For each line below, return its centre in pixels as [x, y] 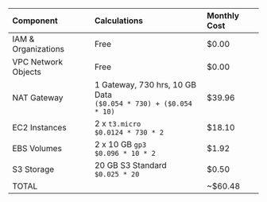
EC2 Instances [39, 128]
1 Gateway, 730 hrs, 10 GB [145, 85]
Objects [27, 72]
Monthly [223, 16]
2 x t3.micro [118, 124]
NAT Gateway [38, 97]
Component [35, 21]
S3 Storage [33, 169]
